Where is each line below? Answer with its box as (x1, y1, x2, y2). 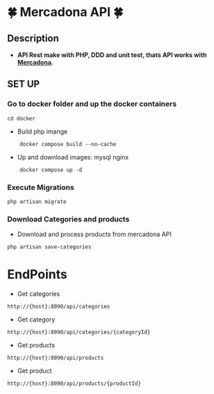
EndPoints (7, 267, 67, 283)
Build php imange (17, 127, 68, 136)
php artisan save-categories (7, 244, 92, 251)
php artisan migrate (7, 198, 67, 205)
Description (7, 32, 59, 44)
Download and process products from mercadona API (17, 230, 172, 239)
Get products (17, 341, 56, 349)
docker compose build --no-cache (19, 141, 117, 148)
